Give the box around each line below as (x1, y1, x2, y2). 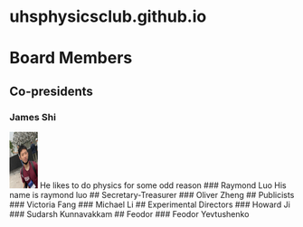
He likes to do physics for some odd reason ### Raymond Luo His (39, 180, 287, 191)
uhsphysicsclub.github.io (9, 6, 207, 27)
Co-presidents (9, 83, 93, 99)
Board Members (9, 48, 133, 69)
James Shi (9, 110, 57, 123)
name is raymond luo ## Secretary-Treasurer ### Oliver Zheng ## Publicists (9, 190, 295, 201)
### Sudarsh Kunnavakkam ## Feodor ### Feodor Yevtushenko (9, 209, 250, 220)
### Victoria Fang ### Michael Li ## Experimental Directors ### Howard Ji (9, 199, 291, 210)
